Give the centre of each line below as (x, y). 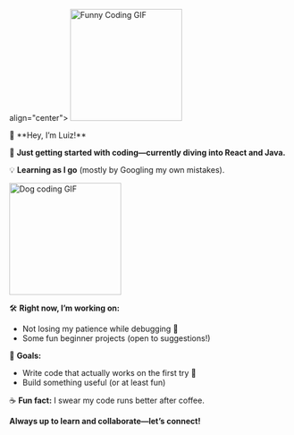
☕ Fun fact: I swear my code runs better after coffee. (107, 400)
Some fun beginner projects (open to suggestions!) (116, 338)
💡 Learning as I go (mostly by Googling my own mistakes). (117, 170)
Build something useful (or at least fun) (94, 382)
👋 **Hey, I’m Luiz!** (48, 135)
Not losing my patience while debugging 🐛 (100, 328)
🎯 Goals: (25, 355)
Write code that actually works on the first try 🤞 (109, 373)
